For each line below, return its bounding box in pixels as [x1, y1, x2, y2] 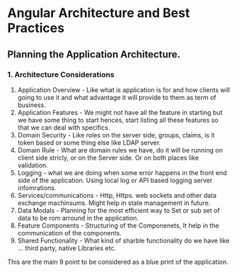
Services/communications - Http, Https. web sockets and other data [17, 191, 217, 199]
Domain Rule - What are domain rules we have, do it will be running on [17, 145, 223, 154]
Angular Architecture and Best [7, 5, 190, 21]
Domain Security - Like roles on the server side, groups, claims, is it [17, 130, 215, 139]
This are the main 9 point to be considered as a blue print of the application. [7, 257, 229, 266]
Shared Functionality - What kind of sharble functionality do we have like [17, 236, 230, 245]
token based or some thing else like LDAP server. [17, 138, 161, 147]
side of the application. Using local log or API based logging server [17, 176, 213, 184]
